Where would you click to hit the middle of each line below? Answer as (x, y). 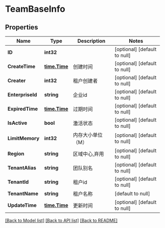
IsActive (17, 123)
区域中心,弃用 (88, 154)
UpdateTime (22, 205)
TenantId (18, 182)
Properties (22, 27)
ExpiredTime (23, 109)
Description (91, 41)
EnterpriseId (22, 95)
